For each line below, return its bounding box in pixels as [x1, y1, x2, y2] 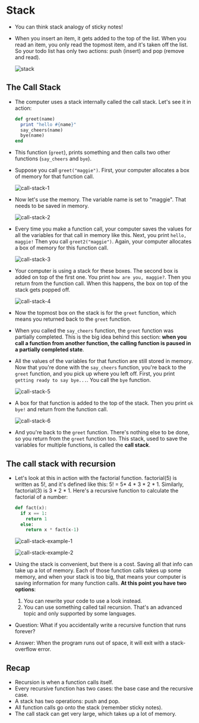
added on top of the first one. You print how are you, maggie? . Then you [14, 274, 191, 281]
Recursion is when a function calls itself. [14, 678, 113, 686]
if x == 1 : [20, 510, 48, 516]
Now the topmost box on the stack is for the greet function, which [14, 310, 176, 317]
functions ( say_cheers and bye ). [14, 155, 92, 162]
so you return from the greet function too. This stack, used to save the [14, 435, 187, 443]
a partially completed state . [14, 346, 84, 353]
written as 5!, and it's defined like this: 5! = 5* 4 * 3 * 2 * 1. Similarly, [14, 481, 184, 488]
